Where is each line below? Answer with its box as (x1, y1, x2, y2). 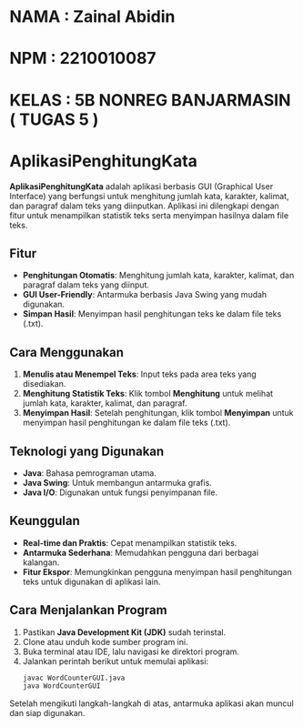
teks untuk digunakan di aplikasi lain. (22, 576, 161, 587)
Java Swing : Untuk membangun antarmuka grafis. (22, 477, 212, 488)
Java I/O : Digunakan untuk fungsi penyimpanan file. (22, 487, 218, 498)
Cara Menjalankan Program (9, 602, 167, 618)
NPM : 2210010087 (9, 48, 157, 69)
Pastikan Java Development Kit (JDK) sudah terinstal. (22, 626, 227, 638)
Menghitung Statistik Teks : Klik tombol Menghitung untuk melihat (22, 389, 274, 399)
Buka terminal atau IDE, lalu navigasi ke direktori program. (22, 646, 239, 657)
